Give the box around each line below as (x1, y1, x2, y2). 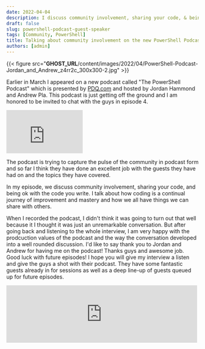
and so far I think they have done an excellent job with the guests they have (6, 165, 196, 172)
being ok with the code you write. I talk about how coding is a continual (6, 189, 185, 197)
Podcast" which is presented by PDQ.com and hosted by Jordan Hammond (6, 84, 195, 92)
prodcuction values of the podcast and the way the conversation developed (6, 234, 197, 241)
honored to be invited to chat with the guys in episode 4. (6, 97, 148, 105)
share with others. (6, 203, 52, 210)
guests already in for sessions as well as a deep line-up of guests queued (6, 266, 192, 274)
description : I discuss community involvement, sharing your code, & (6, 15, 187, 21)
